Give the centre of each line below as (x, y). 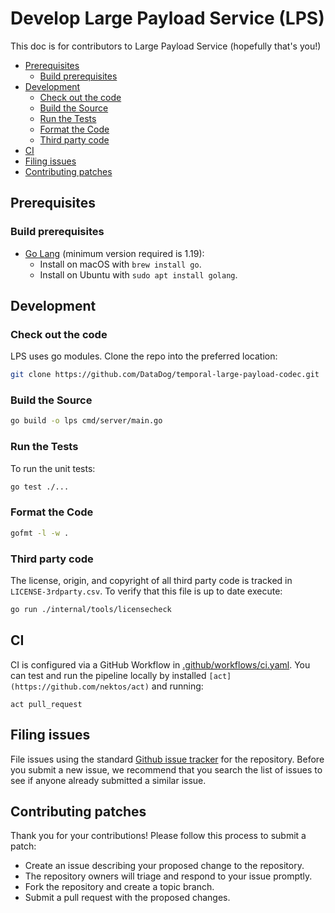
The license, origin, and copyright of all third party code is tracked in (151, 580)
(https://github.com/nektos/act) (80, 687)
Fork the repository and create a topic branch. (119, 887)
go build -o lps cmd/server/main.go (86, 421)
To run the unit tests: (53, 468)
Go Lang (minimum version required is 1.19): (114, 253)
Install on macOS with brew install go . (120, 264)
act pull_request (46, 704)
